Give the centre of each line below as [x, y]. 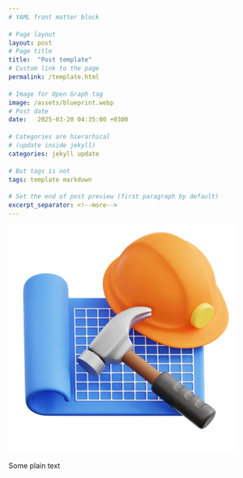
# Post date [28, 111]
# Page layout [32, 34]
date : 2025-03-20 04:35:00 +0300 [68, 120]
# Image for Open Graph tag [56, 94]
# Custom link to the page [54, 69]
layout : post [30, 43]
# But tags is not [39, 171]
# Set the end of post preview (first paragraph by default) [114, 197]
